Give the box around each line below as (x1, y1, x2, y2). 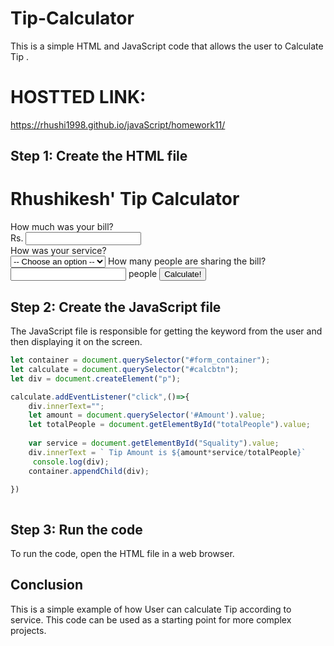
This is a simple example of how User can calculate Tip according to (10, 603, 292, 615)
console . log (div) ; (32, 457, 110, 467)
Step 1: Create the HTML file (10, 148, 188, 165)
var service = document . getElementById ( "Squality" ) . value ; (28, 438, 280, 449)
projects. (10, 624, 47, 636)
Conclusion (10, 577, 84, 594)
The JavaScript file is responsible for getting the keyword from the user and (10, 325, 323, 337)
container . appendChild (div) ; (28, 466, 150, 476)
